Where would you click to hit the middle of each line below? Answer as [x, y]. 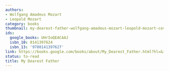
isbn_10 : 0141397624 [31, 42]
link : [11, 51]
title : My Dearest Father [32, 61]
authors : [14, 10]
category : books [22, 24]
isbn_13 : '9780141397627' [37, 47]
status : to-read [22, 56]
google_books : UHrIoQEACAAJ [39, 38]
